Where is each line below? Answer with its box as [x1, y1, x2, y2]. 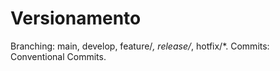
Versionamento [10, 7, 142, 30]
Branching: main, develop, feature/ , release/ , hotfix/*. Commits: [10, 40, 270, 52]
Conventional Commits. [10, 50, 107, 62]
